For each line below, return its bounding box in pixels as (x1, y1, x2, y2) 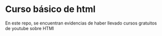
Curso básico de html (5, 3, 96, 15)
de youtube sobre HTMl (5, 25, 54, 31)
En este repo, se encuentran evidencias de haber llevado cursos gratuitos (5, 20, 157, 26)
